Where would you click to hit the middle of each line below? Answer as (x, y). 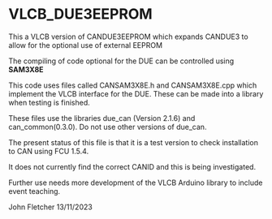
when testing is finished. (50, 102)
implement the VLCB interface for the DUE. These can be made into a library (136, 93)
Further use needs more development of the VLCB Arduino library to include (136, 182)
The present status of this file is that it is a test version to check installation (133, 142)
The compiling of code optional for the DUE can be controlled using (121, 61)
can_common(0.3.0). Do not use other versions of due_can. (108, 127)
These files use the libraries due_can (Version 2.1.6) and (102, 118)
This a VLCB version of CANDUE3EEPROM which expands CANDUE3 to (129, 36)
